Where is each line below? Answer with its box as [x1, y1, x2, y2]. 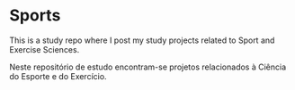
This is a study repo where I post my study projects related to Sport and [9, 35, 275, 45]
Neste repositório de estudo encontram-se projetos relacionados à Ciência [9, 61, 287, 72]
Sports [9, 5, 61, 26]
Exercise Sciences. [9, 44, 80, 54]
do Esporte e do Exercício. [9, 70, 107, 81]
